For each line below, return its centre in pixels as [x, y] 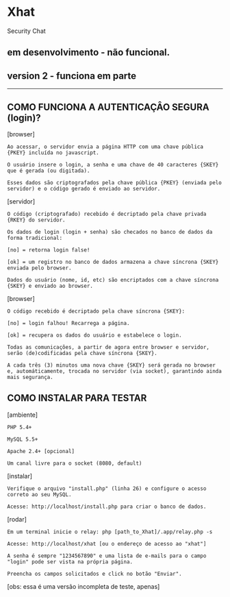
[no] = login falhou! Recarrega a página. [68, 323]
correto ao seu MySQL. [39, 494]
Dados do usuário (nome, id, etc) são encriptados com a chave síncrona [113, 280]
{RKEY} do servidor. [37, 220]
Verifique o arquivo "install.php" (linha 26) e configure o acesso [107, 488]
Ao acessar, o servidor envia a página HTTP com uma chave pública [105, 147]
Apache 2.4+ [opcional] [41, 451]
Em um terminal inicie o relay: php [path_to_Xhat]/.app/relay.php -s [110, 532]
